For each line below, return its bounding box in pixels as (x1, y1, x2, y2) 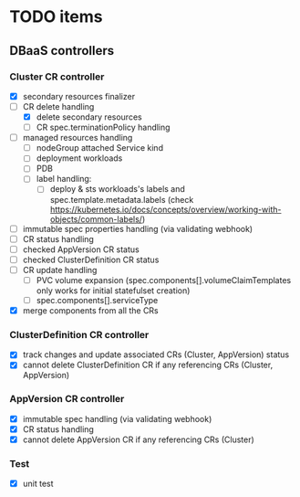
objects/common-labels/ (49, 213, 143, 225)
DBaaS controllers (9, 43, 115, 58)
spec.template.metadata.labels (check (49, 194, 194, 205)
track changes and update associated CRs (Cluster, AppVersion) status (22, 349, 290, 360)
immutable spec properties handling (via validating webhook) (22, 223, 253, 234)
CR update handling (22, 264, 98, 275)
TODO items (9, 6, 103, 27)
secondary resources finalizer (22, 90, 135, 101)
